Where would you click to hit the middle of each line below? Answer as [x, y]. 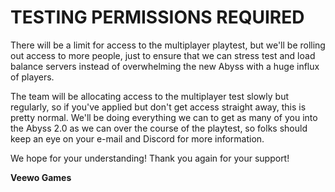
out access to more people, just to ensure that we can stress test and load [163, 55]
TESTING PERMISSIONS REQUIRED [157, 17]
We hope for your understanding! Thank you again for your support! [150, 158]
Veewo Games [41, 177]
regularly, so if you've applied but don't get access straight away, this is [158, 107]
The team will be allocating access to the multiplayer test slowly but [150, 96]
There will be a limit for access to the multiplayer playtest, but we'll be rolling [168, 45]
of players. [32, 77]
